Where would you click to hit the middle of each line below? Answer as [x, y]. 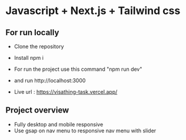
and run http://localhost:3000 [50, 81]
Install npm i [29, 58]
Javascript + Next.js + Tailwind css [93, 11]
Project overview [37, 110]
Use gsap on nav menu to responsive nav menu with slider [85, 131]
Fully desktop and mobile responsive [59, 124]
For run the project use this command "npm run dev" [78, 69]
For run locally [32, 33]
